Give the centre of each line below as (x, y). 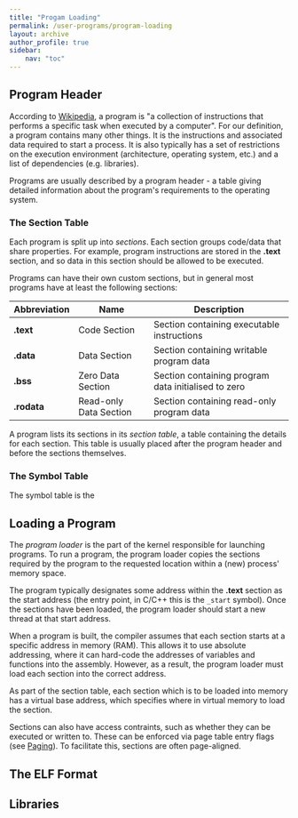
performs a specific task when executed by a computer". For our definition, (146, 125)
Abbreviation (42, 309)
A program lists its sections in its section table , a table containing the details (148, 434)
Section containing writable (211, 350)
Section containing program (212, 376)
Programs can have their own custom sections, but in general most (132, 278)
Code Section (107, 330)
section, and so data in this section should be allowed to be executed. (137, 261)
